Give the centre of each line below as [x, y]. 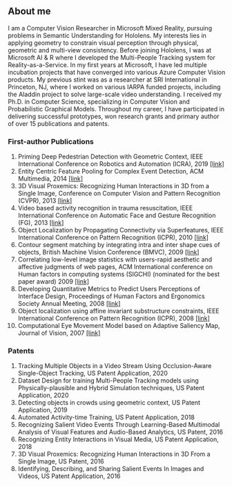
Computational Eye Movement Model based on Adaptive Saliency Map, [119, 326]
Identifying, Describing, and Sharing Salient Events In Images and [111, 469]
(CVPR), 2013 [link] [45, 201]
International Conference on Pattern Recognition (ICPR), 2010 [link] [113, 237]
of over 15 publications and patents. [59, 123]
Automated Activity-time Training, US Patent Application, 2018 [106, 417]
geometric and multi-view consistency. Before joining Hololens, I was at [110, 50]
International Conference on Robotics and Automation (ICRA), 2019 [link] [121, 164]
